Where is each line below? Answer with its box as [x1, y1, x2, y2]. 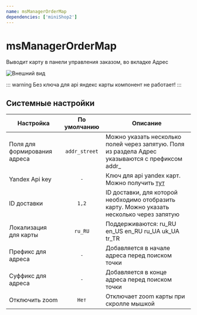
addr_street [65, 148, 98, 155]
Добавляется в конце [105, 268, 167, 276]
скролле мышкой [105, 300, 155, 308]
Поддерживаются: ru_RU [105, 220, 176, 228]
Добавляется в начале [105, 244, 171, 252]
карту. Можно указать [105, 203, 169, 211]
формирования [9, 148, 53, 156]
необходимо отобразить [105, 196, 176, 204]
